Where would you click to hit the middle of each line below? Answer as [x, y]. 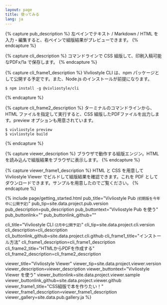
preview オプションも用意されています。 [55, 121]
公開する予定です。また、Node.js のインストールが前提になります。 [83, 79]
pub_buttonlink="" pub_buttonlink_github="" [51, 215]
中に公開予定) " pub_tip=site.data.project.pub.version [57, 204]
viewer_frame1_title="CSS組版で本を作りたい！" [54, 287]
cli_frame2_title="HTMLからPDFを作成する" [50, 248]
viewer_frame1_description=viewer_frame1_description [61, 292]
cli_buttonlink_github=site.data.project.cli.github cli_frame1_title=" [72, 236]
